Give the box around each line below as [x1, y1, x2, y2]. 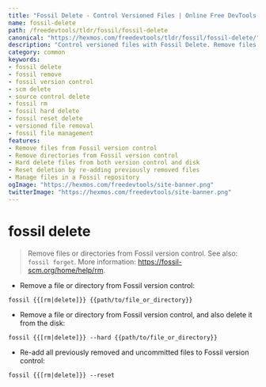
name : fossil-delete [8, 19, 77, 27]
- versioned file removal [8, 122, 93, 130]
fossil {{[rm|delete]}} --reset [8, 371, 115, 379]
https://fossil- [138, 256, 182, 266]
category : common [8, 48, 66, 56]
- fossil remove [8, 70, 62, 78]
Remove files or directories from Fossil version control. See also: [27, 249, 238, 258]
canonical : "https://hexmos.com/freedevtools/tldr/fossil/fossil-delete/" [8, 33, 260, 42]
